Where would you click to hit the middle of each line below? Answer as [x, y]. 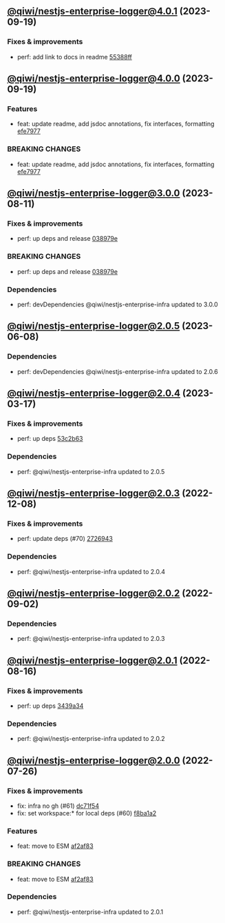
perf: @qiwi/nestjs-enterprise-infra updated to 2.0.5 [91, 471]
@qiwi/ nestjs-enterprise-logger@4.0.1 [92, 11]
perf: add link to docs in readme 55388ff [74, 57]
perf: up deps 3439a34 [50, 706]
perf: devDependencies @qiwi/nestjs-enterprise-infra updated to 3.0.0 [117, 304]
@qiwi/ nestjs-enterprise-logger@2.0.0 [94, 761]
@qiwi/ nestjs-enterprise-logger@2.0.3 [94, 494]
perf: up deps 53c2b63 [50, 439]
